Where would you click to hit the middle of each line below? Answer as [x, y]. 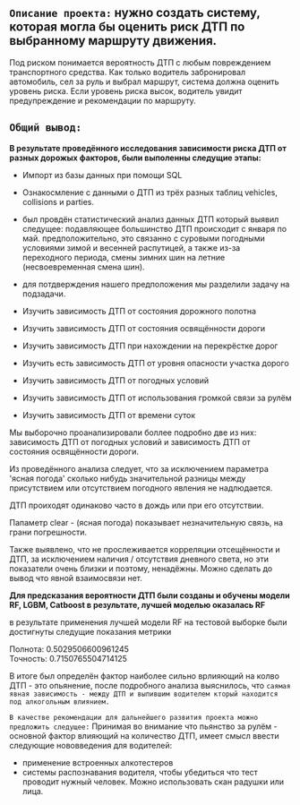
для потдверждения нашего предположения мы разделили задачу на [156, 284]
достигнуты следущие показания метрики [90, 631]
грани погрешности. [48, 532]
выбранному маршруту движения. [113, 41]
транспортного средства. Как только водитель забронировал [128, 72]
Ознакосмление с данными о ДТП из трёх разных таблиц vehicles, [150, 192]
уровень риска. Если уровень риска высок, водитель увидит [126, 90]
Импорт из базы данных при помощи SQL [102, 175]
